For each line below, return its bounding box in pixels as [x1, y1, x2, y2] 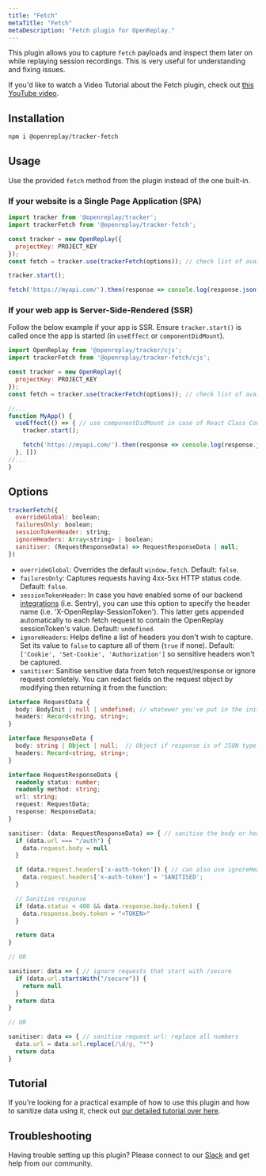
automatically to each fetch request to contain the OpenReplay [19, 615, 224, 625]
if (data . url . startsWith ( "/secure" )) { [15, 975, 147, 983]
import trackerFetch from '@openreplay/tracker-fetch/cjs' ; [8, 354, 211, 362]
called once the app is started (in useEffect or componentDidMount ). [8, 331, 225, 341]
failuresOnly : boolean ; [15, 521, 93, 529]
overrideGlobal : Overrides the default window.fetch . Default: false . [19, 565, 239, 574]
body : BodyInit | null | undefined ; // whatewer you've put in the [15, 705, 243, 714]
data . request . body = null [22, 844, 108, 852]
